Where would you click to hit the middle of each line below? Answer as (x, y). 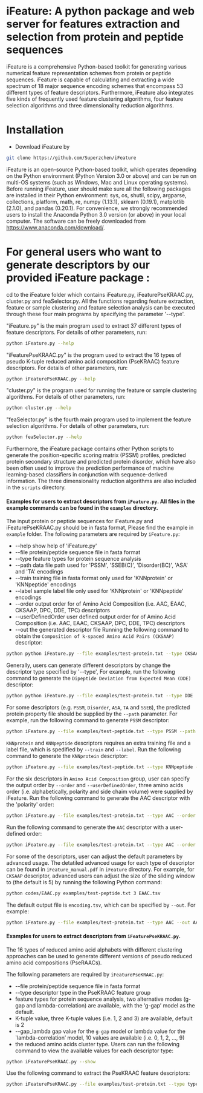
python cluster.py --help (39, 408)
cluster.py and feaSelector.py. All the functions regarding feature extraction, (101, 301)
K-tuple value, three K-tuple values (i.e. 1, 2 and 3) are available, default (104, 1018)
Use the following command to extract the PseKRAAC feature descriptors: (98, 1073)
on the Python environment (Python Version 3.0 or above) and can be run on (101, 176)
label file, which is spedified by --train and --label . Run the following (94, 750)
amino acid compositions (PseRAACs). (54, 963)
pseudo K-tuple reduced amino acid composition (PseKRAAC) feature (93, 361)
